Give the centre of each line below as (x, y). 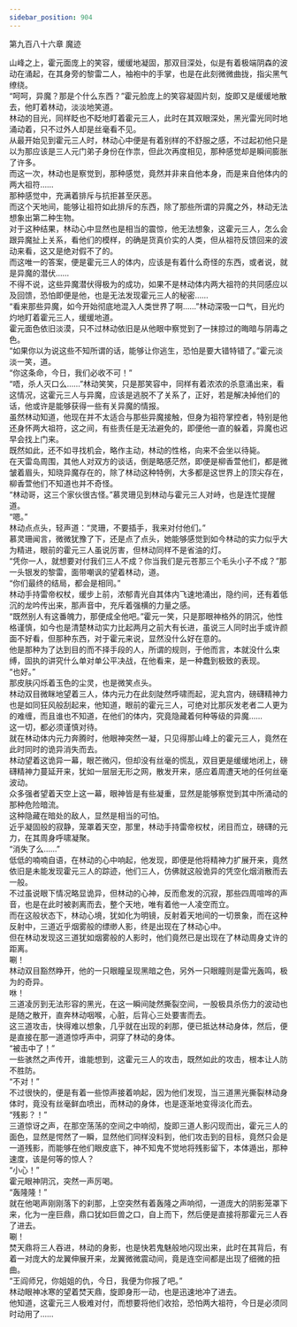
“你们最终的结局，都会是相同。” (65, 583)
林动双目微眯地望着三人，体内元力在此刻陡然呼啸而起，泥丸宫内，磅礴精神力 (148, 694)
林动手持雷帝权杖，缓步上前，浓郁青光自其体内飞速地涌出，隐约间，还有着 (145, 594)
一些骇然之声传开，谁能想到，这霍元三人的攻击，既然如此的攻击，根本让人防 (148, 1059)
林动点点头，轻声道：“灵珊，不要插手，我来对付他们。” (107, 527)
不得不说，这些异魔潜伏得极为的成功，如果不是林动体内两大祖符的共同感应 (145, 283)
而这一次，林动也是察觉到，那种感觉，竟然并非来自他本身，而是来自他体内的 (148, 173)
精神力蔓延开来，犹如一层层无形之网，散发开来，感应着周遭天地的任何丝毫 (152, 771)
